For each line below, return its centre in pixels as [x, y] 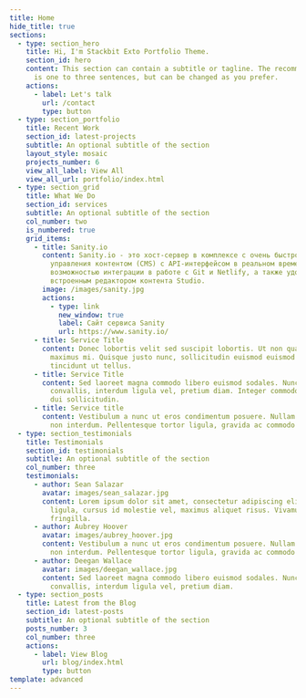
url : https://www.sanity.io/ [113, 332]
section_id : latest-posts [75, 612]
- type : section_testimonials [75, 433]
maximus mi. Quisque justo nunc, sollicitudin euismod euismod [173, 357]
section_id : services [66, 205]
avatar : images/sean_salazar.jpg [106, 493]
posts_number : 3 [57, 629]
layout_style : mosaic [66, 153]
